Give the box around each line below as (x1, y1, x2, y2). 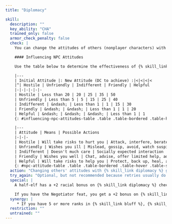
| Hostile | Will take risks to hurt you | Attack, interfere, (14, 139, 153, 145)
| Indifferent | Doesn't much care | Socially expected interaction (14, 149, 164, 154)
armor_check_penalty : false (10, 36, 70, 41)
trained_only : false (10, 31, 54, 36)
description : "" (10, 22, 45, 27)
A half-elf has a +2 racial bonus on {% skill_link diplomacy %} (14, 182, 157, 188)
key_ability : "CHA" (10, 26, 52, 31)
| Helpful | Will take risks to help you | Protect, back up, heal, (14, 158, 164, 164)
